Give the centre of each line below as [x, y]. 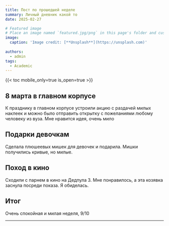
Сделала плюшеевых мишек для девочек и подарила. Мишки [72, 146]
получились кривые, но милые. [39, 152]
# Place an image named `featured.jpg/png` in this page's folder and [81, 33]
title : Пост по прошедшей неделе [40, 10]
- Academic [21, 66]
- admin [18, 56]
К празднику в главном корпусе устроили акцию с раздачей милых [78, 108]
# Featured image [23, 28]
